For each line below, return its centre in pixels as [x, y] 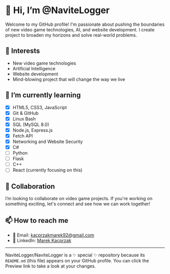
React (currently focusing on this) [47, 170]
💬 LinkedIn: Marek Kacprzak [42, 240]
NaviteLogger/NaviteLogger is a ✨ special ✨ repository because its [75, 255]
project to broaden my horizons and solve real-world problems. [71, 35]
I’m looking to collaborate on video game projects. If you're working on [79, 199]
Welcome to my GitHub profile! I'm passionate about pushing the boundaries [85, 24]
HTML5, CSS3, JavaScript [40, 107]
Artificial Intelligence [34, 68]
